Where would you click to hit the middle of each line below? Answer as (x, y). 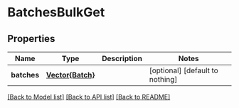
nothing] (163, 79)
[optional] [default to (184, 70)
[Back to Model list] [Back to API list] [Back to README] (89, 97)
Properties (31, 39)
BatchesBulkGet (56, 12)
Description (122, 59)
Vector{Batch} (70, 75)
